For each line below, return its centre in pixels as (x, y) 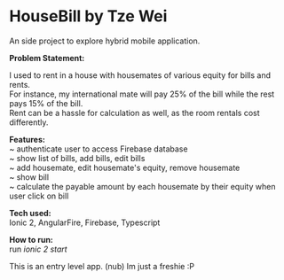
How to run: (31, 239)
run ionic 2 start (39, 249)
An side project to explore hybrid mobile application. (105, 41)
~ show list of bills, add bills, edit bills (77, 158)
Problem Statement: (47, 58)
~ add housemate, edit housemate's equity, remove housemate (125, 167)
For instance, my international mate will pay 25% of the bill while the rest (142, 94)
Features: (28, 139)
